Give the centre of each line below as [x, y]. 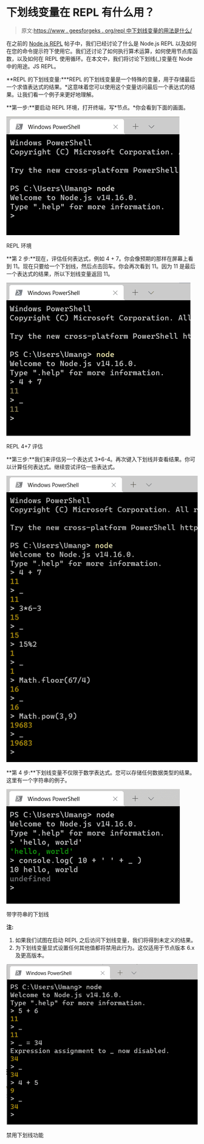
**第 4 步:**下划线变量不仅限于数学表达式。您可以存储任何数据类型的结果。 [101, 772]
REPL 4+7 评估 [25, 446]
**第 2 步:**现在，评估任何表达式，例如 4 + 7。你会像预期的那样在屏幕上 [97, 258]
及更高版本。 [31, 955]
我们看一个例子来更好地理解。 [59, 94]
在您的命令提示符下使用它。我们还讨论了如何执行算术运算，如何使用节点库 [99, 51]
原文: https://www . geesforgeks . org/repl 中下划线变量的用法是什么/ [107, 30]
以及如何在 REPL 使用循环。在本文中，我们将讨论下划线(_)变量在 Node [105, 58]
